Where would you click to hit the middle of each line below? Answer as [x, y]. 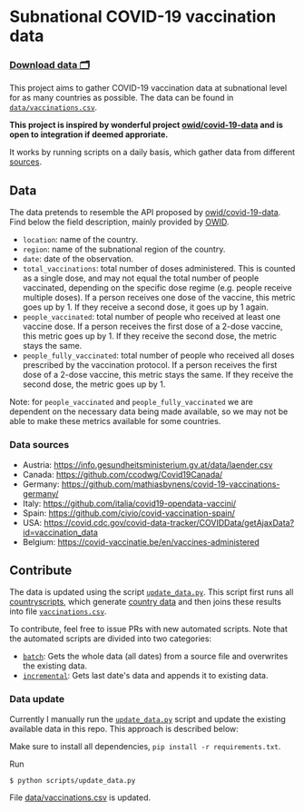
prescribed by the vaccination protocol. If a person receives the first [150, 365]
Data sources [39, 445]
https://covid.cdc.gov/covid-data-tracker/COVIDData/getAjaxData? [169, 522]
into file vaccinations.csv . [58, 611]
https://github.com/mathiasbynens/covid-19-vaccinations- [171, 484]
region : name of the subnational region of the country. [124, 249]
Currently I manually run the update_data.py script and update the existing [147, 718]
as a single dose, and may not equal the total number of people [141, 278]
